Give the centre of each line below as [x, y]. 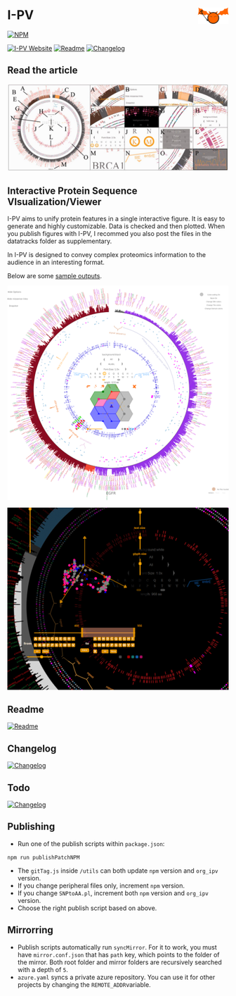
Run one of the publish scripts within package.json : [91, 844]
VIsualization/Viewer [54, 202]
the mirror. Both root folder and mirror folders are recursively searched [120, 962]
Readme [26, 709]
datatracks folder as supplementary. [60, 241]
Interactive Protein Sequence [73, 191]
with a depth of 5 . [43, 969]
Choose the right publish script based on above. [87, 908]
